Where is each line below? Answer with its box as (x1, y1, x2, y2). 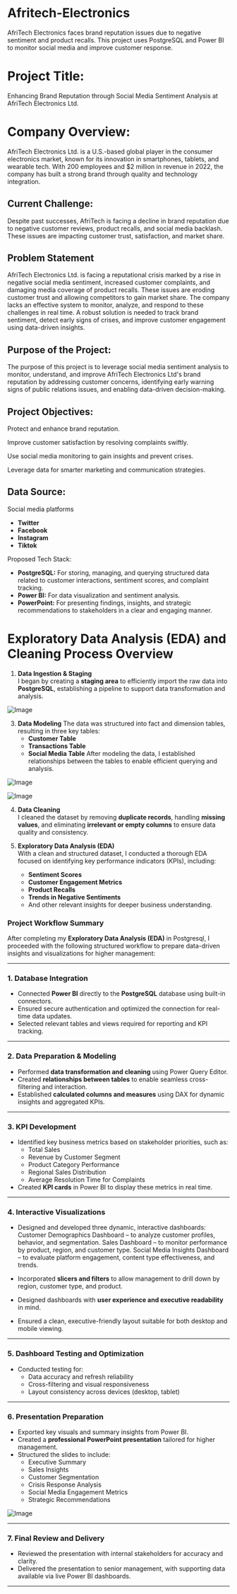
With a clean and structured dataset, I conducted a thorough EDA (17, 849, 207, 857)
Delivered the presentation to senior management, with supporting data (17, 1564, 226, 1573)
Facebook (17, 525, 48, 535)
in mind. (17, 1303, 41, 1312)
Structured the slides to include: (17, 1450, 111, 1458)
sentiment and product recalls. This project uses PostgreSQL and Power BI (7, 35, 224, 44)
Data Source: (7, 486, 66, 498)
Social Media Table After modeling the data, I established (28, 749, 195, 757)
